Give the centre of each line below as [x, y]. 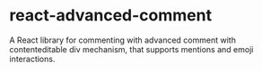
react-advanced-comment [111, 16]
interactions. [32, 59]
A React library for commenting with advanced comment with [122, 40]
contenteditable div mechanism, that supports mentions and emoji [131, 49]
